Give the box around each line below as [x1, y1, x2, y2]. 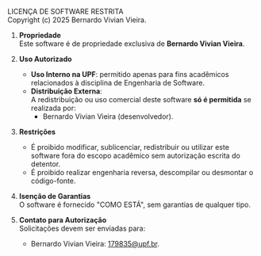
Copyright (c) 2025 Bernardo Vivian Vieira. [7, 15, 147, 25]
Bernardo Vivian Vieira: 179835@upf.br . [30, 239, 160, 248]
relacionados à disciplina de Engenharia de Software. [30, 78, 205, 87]
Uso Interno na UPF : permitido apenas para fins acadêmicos [30, 70, 229, 78]
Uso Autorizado [18, 55, 72, 63]
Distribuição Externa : [30, 86, 102, 96]
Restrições [18, 127, 56, 136]
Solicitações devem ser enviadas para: [18, 224, 146, 233]
